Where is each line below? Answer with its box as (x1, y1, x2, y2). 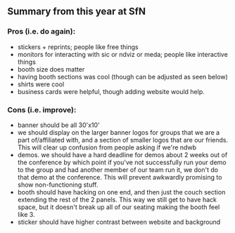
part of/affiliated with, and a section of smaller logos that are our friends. (17, 135, 229, 144)
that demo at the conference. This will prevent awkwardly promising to (17, 173, 222, 181)
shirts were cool (17, 80, 65, 88)
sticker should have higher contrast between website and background (17, 218, 221, 226)
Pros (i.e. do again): (7, 27, 76, 36)
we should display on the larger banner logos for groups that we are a (17, 128, 220, 136)
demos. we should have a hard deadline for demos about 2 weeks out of (17, 150, 228, 159)
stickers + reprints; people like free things (17, 42, 139, 51)
